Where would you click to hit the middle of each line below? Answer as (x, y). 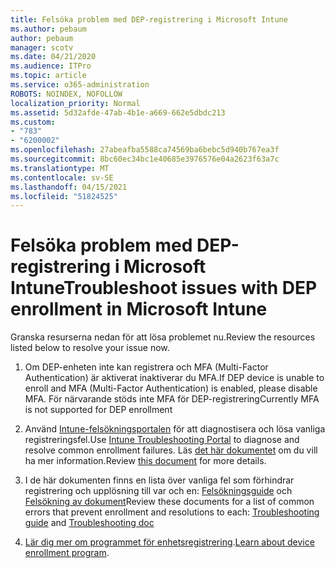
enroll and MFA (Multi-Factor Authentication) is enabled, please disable (171, 388)
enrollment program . (67, 553)
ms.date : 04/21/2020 (53, 57)
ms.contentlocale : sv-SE (62, 177)
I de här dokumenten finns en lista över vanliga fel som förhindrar (159, 480)
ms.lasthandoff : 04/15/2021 (69, 187)
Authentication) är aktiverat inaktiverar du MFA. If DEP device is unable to (174, 378)
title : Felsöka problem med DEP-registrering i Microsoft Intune (149, 19)
